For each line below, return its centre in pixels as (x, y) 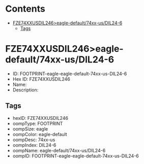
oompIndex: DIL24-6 (34, 145)
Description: (25, 90)
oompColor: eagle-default (40, 134)
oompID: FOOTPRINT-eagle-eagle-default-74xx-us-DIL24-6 (76, 156)
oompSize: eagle (30, 129)
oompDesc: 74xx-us (34, 140)
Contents (25, 9)
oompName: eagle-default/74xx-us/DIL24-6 (59, 150)
